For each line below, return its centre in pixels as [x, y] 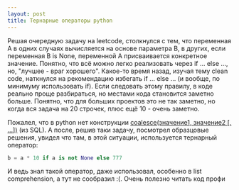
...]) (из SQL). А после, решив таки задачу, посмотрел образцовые [108, 130]
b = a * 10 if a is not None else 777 [65, 158]
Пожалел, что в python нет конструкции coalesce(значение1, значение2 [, [119, 122]
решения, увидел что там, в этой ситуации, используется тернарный [112, 137]
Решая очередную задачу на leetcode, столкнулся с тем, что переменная [119, 40]
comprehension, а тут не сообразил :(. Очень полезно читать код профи [116, 179]
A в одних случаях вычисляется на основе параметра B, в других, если [117, 48]
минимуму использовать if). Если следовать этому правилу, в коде [110, 86]
